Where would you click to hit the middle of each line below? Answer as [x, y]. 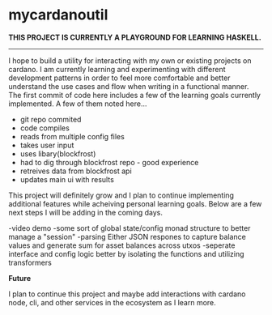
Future [20, 278]
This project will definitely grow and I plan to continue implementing [121, 195]
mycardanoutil [58, 15]
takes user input [47, 145]
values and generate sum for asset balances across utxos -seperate [122, 245]
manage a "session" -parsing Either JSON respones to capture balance [127, 236]
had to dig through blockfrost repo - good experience [109, 162]
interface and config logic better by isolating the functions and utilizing [126, 253]
